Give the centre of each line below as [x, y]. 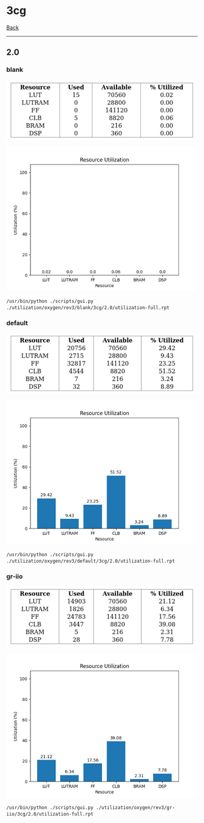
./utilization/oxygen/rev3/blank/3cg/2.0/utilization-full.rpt [88, 308]
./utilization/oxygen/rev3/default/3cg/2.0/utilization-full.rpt [90, 561]
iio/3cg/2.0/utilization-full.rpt [50, 814]
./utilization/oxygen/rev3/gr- [135, 808]
